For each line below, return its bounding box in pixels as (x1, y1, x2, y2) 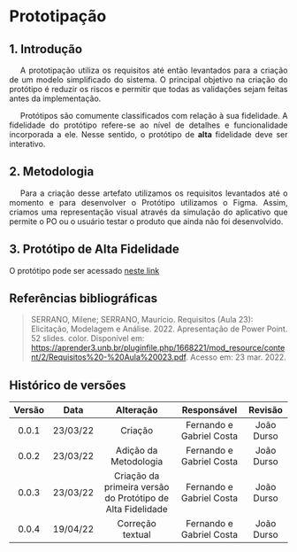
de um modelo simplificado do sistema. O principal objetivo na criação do (9, 74, 288, 85)
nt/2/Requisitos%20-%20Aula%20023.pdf (30, 352, 187, 362)
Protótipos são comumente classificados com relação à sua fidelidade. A (20, 111, 288, 121)
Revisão (248, 404, 283, 416)
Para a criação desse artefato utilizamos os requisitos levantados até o (20, 188, 288, 198)
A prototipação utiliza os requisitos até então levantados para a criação (20, 65, 288, 75)
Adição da (115, 445, 158, 457)
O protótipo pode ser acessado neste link (9, 265, 160, 276)
